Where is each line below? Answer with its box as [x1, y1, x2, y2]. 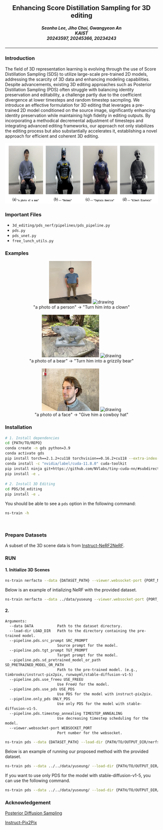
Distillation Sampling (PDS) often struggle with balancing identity [5, 86, 134, 92]
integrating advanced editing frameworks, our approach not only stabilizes [5, 122, 154, 128]
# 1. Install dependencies [5, 435, 60, 440]
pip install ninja [5, 466, 42, 471]
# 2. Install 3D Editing [5, 482, 55, 486]
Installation [5, 424, 33, 431]
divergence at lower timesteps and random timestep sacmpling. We [5, 97, 140, 103]
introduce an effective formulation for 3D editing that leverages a [5, 102, 135, 108]
